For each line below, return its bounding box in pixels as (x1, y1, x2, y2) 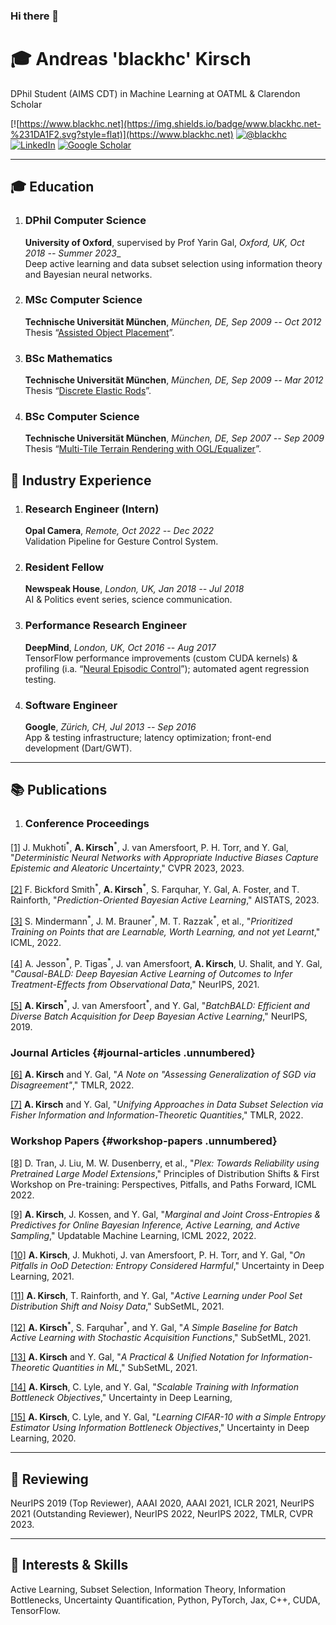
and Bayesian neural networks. (24, 268, 153, 280)
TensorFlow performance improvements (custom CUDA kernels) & (24, 652, 298, 664)
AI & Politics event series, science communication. (24, 594, 233, 606)
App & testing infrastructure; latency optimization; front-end (24, 732, 272, 744)
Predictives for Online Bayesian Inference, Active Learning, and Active (10, 1219, 301, 1231)
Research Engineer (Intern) (24, 502, 160, 516)
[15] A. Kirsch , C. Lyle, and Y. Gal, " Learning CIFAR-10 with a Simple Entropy (10, 1411, 326, 1423)
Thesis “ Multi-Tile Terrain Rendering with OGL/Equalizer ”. (24, 443, 262, 455)
